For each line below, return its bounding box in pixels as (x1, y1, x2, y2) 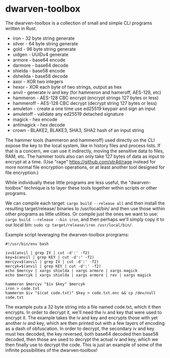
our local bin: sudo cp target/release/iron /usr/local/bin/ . (5, 222, 133, 228)
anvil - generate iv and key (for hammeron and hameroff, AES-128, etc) (12, 89, 161, 95)
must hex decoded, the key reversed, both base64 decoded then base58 (5, 331, 159, 337)
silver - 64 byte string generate (12, 40, 78, 46)
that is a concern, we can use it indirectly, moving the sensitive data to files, (5, 148, 164, 154)
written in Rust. (5, 25, 37, 31)
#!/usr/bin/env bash (5, 241, 49, 246)
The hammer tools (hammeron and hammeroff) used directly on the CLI (5, 137, 155, 143)
